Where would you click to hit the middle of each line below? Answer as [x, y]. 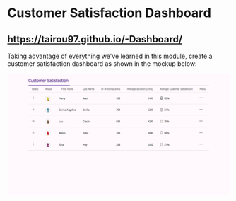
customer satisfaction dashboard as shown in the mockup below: [102, 64]
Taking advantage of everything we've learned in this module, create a [110, 56]
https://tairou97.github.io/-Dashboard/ [95, 39]
